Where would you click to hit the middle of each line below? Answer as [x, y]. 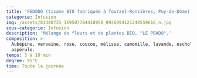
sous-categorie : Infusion [38, 28]
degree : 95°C [22, 60]
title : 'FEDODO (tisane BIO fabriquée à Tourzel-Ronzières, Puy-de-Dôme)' [99, 11]
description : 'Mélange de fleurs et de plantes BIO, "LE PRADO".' [89, 33]
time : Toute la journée [35, 66]
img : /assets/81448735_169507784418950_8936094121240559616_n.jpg [89, 22]
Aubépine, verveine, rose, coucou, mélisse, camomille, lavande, [93, 45]
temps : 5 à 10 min [28, 55]
